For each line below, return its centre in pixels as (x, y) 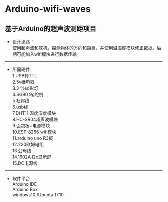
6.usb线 (20, 107)
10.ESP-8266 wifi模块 (34, 132)
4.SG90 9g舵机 (28, 94)
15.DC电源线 (25, 163)
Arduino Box (25, 189)
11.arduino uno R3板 (33, 138)
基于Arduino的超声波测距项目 (51, 29)
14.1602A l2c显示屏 (32, 157)
